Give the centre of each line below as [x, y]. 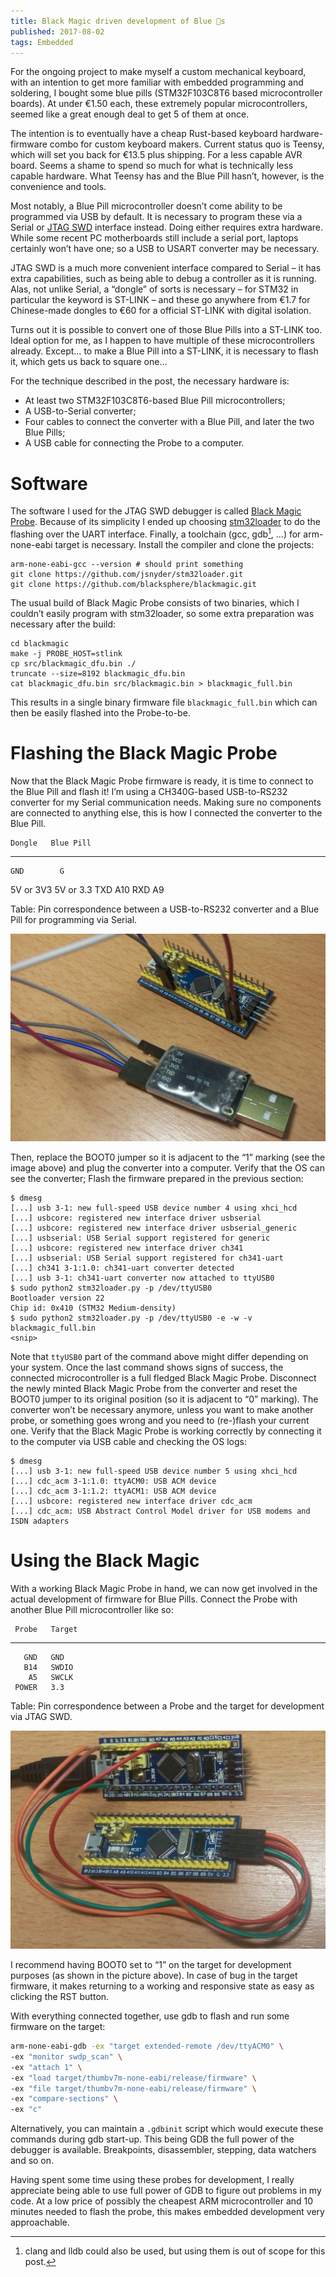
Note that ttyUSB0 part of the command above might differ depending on [159, 1357]
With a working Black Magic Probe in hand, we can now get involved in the [164, 1589]
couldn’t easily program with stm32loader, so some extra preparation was [162, 613]
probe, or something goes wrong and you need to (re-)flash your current [160, 1421]
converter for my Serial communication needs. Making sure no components [166, 802]
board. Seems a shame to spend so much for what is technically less [152, 166]
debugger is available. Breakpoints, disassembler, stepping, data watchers [163, 2150]
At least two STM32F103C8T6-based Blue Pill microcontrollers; [155, 401]
